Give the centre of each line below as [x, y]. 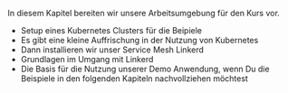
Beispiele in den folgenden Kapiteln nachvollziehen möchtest [134, 79]
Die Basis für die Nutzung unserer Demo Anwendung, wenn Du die [145, 69]
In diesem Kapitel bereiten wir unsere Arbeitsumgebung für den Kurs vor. [144, 13]
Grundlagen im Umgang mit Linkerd [87, 59]
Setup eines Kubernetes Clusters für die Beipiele [111, 30]
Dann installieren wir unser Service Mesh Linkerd [112, 50]
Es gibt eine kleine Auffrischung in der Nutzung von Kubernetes [139, 40]
